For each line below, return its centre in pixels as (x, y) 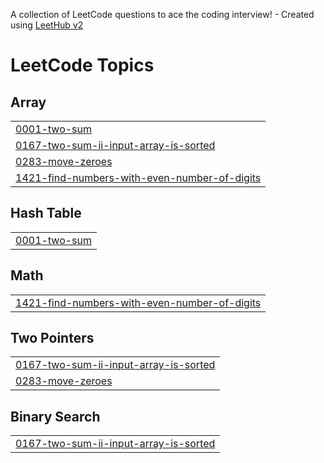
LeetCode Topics (82, 65)
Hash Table (46, 213)
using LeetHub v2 (47, 25)
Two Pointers (52, 338)
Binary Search (55, 416)
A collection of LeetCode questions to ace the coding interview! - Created (162, 14)
